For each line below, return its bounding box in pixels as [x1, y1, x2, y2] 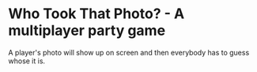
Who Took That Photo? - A [8, 5, 185, 23]
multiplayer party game [8, 21, 166, 40]
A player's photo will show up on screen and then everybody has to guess [8, 47, 250, 57]
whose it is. [8, 56, 46, 66]
